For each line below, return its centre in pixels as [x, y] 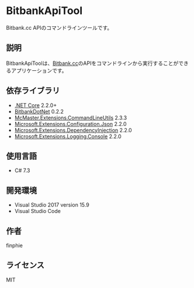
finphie [15, 245]
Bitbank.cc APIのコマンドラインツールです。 [59, 28]
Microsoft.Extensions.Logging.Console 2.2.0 [68, 136]
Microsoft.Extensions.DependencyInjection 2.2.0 [73, 130]
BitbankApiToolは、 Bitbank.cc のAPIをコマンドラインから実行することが [92, 63]
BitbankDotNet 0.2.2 [39, 111]
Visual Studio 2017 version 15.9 [52, 205]
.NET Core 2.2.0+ [36, 105]
